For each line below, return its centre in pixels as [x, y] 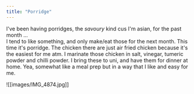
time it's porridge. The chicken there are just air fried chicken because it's [97, 48]
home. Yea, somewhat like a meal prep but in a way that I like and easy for [97, 67]
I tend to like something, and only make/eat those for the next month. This [97, 41]
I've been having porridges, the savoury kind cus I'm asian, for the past [94, 29]
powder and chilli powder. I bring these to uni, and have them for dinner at [97, 60]
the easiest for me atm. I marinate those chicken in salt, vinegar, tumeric [95, 54]
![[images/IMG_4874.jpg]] [38, 84]
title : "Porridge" [29, 12]
